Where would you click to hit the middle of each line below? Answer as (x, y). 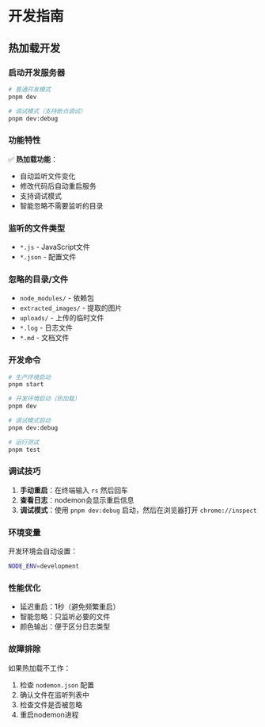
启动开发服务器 (37, 72)
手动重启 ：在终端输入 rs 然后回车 (74, 490)
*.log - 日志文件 (46, 328)
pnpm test (25, 450)
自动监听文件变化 (47, 176)
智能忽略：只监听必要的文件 (65, 617)
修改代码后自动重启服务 (58, 186)
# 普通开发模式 (30, 89)
